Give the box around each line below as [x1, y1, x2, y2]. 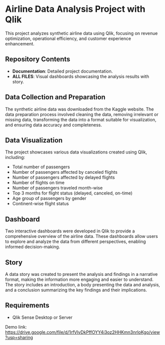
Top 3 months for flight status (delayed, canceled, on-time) [12, 190, 133, 196]
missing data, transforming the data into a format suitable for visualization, [5, 116, 157, 122]
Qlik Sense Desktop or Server [12, 314, 73, 320]
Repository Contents [5, 55, 71, 64]
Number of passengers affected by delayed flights [12, 174, 115, 181]
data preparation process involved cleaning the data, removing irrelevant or [5, 111, 159, 117]
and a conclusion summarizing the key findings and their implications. [5, 287, 147, 293]
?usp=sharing [5, 334, 33, 340]
